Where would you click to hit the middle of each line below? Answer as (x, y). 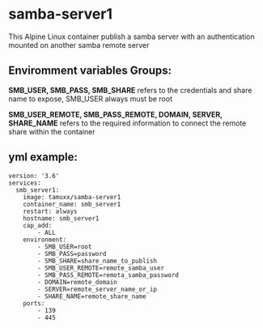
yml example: (43, 158)
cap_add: (38, 225)
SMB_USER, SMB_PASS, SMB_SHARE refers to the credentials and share (130, 90)
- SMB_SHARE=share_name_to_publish (98, 261)
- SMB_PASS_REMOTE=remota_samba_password (108, 275)
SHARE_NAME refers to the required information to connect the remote (127, 123)
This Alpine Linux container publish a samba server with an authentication (131, 36)
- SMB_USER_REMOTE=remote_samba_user (101, 268)
